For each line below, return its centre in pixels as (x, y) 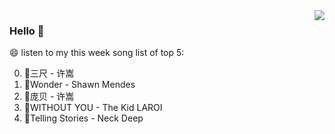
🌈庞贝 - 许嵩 (49, 96)
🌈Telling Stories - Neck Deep (83, 118)
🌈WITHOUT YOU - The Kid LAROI (93, 108)
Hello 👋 (27, 31)
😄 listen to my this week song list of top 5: (97, 53)
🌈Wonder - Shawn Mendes (79, 85)
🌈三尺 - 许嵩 (49, 73)
